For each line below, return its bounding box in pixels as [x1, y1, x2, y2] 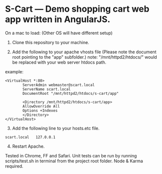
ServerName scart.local [22, 87, 71, 91]
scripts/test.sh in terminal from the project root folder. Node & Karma [5, 158, 143, 164]
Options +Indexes [22, 108, 58, 113]
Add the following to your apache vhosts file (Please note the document [12, 49, 157, 55]
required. [5, 163, 23, 169]
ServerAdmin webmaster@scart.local [22, 82, 95, 87]
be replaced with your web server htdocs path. [12, 59, 106, 65]
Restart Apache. [12, 143, 45, 149]
